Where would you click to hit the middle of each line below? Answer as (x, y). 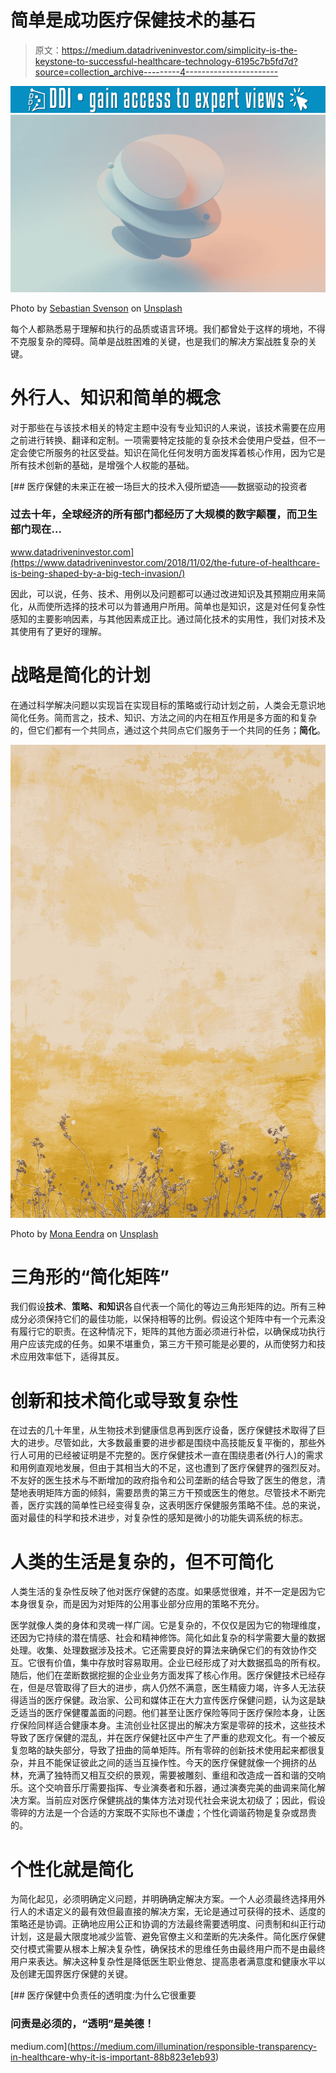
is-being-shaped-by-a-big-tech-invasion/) (98, 573)
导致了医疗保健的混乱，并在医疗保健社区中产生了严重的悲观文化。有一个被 (163, 1738)
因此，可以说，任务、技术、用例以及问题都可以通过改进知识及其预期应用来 (163, 593)
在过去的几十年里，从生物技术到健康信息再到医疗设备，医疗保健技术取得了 (163, 1430)
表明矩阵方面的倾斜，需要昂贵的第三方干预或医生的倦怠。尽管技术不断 (172, 1493)
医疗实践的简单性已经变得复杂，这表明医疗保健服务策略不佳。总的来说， (176, 1505)
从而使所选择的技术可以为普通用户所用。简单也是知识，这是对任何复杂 (172, 606)
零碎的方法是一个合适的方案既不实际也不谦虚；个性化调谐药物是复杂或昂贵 (163, 1813)
